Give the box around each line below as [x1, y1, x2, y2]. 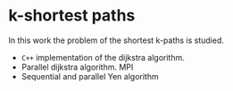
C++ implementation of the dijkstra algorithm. [21, 52, 185, 62]
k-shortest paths [8, 5, 136, 26]
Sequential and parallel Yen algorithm [21, 70, 159, 81]
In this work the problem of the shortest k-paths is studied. [8, 35, 225, 45]
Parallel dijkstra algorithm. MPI [21, 62, 134, 72]
